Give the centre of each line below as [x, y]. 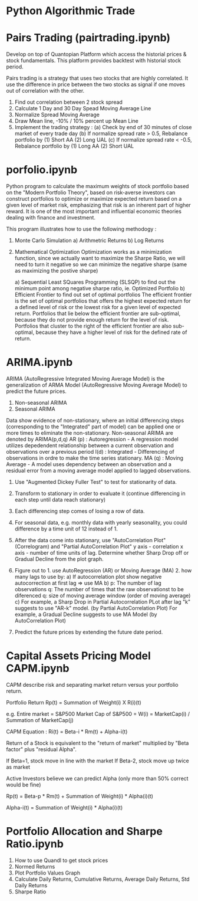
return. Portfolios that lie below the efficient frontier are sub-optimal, [98, 313]
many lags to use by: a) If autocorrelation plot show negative [88, 577]
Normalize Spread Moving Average [57, 115]
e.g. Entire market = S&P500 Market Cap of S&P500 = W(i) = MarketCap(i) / [98, 714]
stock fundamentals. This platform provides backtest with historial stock [94, 61]
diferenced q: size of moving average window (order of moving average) [103, 595]
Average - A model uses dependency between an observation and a [89, 464]
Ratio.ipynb [35, 844]
